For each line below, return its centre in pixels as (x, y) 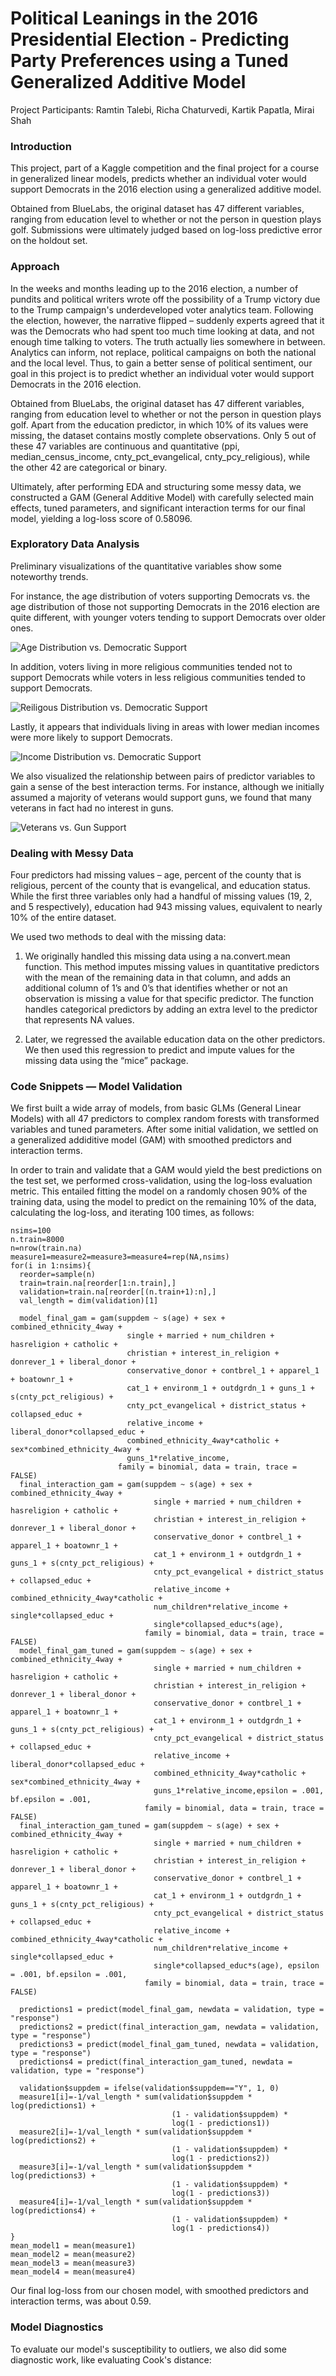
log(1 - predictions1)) (221, 2123)
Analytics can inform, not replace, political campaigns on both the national (163, 352)
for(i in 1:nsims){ (51, 1266)
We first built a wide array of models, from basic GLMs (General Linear (156, 1108)
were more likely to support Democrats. (91, 737)
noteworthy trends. (49, 576)
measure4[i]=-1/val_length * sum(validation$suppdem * (136, 2202)
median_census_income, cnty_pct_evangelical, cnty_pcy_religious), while (160, 456)
